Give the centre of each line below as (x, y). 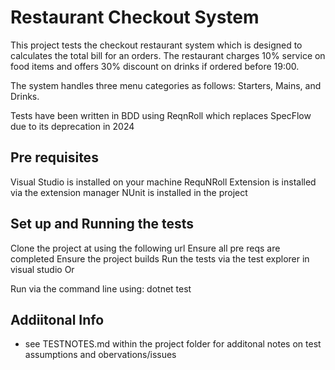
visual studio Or (42, 269)
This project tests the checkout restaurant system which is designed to (156, 45)
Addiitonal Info (57, 319)
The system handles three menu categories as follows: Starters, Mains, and (166, 85)
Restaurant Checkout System (135, 17)
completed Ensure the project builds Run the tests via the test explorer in (160, 258)
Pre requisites (54, 157)
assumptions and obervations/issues (100, 355)
